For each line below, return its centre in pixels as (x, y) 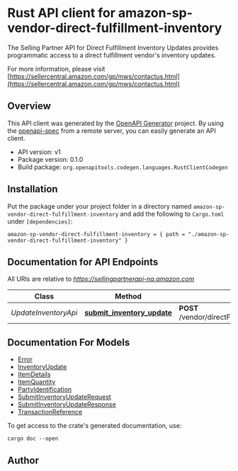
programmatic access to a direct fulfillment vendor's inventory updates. (112, 55)
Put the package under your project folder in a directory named (100, 206)
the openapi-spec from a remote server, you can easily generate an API (112, 130)
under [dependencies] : (40, 221)
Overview (29, 106)
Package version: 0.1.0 (50, 159)
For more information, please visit (56, 69)
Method (128, 296)
